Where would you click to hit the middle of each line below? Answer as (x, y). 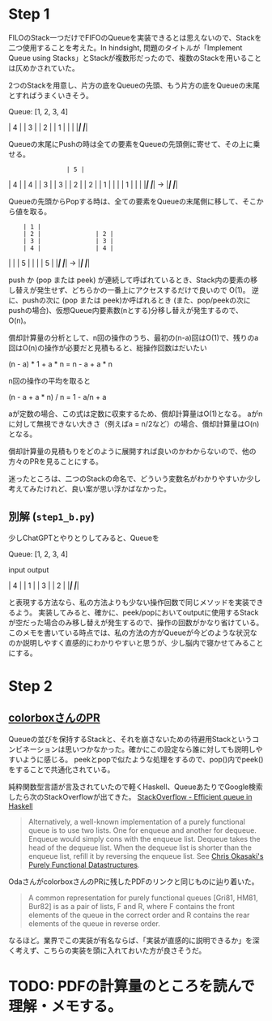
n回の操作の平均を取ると (50, 380)
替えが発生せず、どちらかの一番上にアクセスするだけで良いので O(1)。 (132, 290)
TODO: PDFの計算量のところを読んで (132, 986)
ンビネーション (33, 749)
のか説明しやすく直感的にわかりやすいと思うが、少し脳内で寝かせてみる (129, 642)
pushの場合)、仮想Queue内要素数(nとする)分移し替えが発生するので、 (125, 310)
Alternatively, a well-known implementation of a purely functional (136, 822)
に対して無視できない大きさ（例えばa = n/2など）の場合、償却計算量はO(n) (134, 423)
